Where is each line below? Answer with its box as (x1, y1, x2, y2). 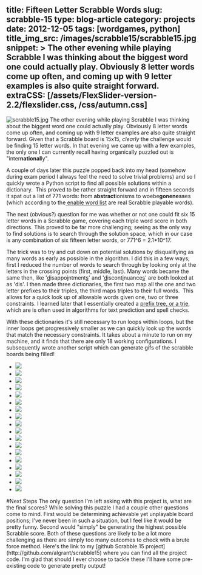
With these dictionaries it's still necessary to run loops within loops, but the (6, 318, 194, 325)
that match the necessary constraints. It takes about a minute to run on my (6, 331, 192, 338)
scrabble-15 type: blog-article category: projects (6, 15, 196, 25)
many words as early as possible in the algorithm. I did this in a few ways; (6, 255, 190, 262)
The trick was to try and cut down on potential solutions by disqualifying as (6, 248, 194, 255)
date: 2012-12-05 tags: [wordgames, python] (6, 24, 181, 34)
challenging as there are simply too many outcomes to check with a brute (6, 536, 190, 543)
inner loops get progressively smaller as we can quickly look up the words (6, 325, 192, 332)
